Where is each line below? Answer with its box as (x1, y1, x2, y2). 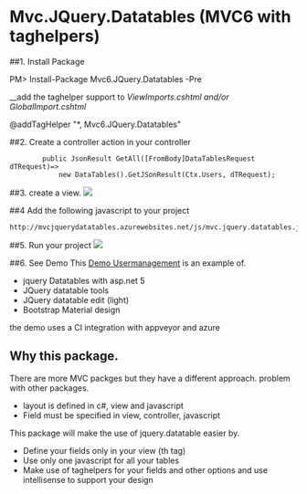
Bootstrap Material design (22, 304, 121, 315)
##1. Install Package (9, 56, 85, 67)
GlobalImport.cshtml (9, 100, 87, 111)
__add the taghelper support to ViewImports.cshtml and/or (9, 91, 230, 102)
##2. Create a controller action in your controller (9, 136, 192, 147)
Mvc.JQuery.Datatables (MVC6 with (9, 6, 291, 27)
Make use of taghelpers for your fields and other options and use (22, 464, 268, 476)
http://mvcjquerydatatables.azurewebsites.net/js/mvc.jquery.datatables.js (9, 222, 304, 232)
